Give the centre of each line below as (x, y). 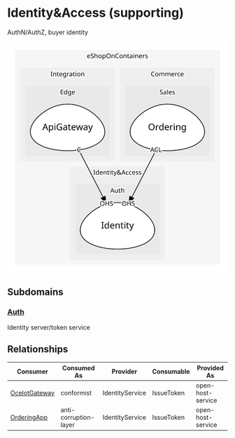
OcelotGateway (32, 393)
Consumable (171, 372)
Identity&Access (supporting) (95, 13)
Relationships (38, 349)
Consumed (78, 367)
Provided (210, 367)
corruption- (78, 418)
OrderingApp (29, 418)
